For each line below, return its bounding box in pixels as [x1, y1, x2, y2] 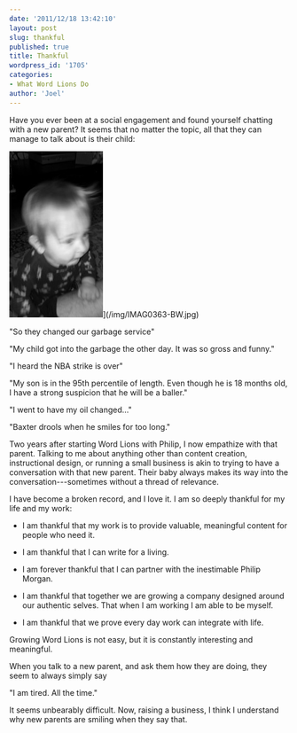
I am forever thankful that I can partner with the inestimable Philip [21, 564, 262, 574]
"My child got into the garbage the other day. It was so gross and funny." [9, 343, 275, 354]
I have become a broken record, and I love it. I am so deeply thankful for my [9, 493, 285, 504]
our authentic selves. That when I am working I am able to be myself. [21, 599, 274, 611]
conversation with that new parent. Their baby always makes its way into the [9, 466, 289, 478]
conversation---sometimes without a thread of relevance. [9, 476, 220, 487]
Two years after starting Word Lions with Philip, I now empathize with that [9, 439, 277, 449]
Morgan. [21, 573, 53, 584]
